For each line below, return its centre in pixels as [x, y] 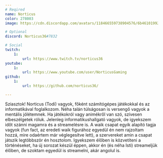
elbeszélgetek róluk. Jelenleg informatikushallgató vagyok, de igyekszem [78, 119]
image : [12, 23]
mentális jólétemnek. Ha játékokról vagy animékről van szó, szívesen [73, 114]
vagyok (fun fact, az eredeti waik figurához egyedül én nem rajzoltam [74, 130]
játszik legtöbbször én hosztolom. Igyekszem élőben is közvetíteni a [73, 140]
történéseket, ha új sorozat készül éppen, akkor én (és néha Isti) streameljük [81, 145]
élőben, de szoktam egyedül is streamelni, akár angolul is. [63, 150]
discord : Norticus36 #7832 [31, 36]
